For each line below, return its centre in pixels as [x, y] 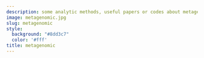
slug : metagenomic [29, 23]
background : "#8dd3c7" [40, 34]
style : [15, 29]
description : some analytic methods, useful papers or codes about [93, 12]
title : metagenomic [31, 46]
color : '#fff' [29, 40]
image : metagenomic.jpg [36, 18]
